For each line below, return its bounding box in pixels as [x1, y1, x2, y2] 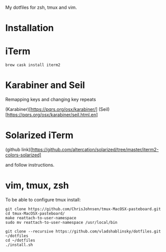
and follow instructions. [5, 162, 55, 168]
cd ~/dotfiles [5, 238, 36, 243]
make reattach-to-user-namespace [5, 215, 77, 220]
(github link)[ [5, 147, 32, 152]
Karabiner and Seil [5, 79, 85, 91]
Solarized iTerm [5, 130, 74, 141]
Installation [5, 22, 54, 34]
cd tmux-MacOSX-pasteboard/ [5, 211, 65, 216]
